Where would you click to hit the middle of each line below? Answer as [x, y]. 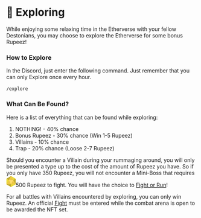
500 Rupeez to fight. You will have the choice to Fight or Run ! [92, 185]
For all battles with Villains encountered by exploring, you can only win [94, 196]
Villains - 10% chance [42, 142]
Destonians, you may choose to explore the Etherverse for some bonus [94, 35]
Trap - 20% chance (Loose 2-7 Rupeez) [65, 148]
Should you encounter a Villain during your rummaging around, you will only [101, 160]
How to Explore [29, 57]
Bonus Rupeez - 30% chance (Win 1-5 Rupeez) [74, 135]
